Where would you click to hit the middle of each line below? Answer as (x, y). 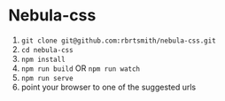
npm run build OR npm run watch (81, 68)
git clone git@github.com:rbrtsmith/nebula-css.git (118, 41)
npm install (43, 59)
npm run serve (47, 78)
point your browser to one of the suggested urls (109, 87)
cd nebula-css (47, 50)
